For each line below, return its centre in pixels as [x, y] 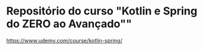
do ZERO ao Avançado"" [69, 24]
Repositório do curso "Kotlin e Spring [102, 11]
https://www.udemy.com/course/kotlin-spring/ [64, 40]
